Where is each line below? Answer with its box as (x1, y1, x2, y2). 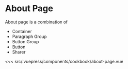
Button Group (12, 38, 39, 44)
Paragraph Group (12, 34, 47, 39)
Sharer (12, 49, 26, 55)
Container (12, 28, 32, 34)
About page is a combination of (5, 19, 68, 25)
